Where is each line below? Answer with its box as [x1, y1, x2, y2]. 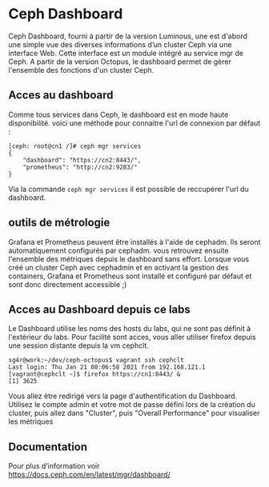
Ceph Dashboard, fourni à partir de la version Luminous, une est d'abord [8, 31, 248, 41]
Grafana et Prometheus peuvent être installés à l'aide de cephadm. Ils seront [8, 237, 261, 246]
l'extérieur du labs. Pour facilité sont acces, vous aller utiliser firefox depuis [8, 333, 256, 342]
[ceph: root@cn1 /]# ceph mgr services [8, 142, 142, 150]
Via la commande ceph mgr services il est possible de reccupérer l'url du [8, 184, 250, 194]
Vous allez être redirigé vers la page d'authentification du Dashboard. [8, 391, 238, 401]
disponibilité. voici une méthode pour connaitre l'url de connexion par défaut [8, 118, 261, 128]
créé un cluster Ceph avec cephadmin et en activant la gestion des [8, 262, 229, 272]
